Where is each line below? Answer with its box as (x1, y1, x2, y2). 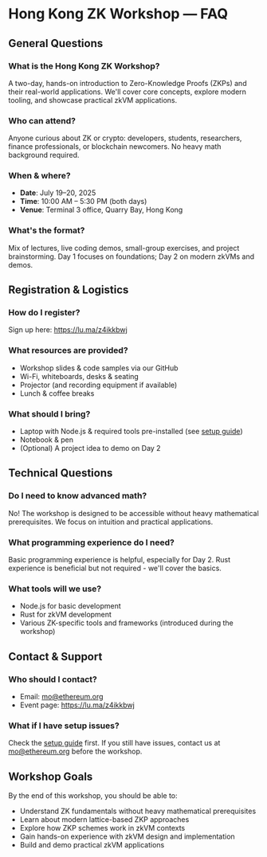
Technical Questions (8, 467, 113, 480)
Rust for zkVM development (19, 610, 112, 620)
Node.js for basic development (19, 601, 121, 611)
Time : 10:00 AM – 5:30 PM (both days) (19, 197, 147, 206)
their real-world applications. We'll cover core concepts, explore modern (8, 87, 247, 96)
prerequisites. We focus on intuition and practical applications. (8, 517, 214, 526)
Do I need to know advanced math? (8, 491, 147, 502)
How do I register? (8, 307, 80, 319)
